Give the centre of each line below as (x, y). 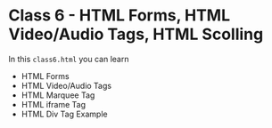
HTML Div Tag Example (64, 114)
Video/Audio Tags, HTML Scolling (136, 34)
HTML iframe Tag (54, 104)
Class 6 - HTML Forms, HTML (120, 16)
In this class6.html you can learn (69, 59)
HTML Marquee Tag (58, 95)
